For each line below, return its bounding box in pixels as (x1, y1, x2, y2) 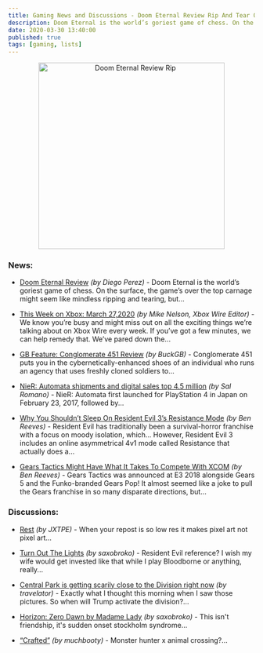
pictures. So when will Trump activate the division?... (19, 596, 189, 606)
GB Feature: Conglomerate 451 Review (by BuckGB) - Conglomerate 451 (19, 350, 253, 359)
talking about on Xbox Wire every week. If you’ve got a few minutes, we (19, 326, 251, 336)
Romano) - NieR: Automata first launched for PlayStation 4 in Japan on (19, 390, 248, 399)
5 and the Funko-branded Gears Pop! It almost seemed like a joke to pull (19, 479, 253, 488)
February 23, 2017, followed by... (19, 398, 124, 408)
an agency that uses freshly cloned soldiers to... (19, 367, 175, 376)
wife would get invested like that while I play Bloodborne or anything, (19, 556, 242, 566)
